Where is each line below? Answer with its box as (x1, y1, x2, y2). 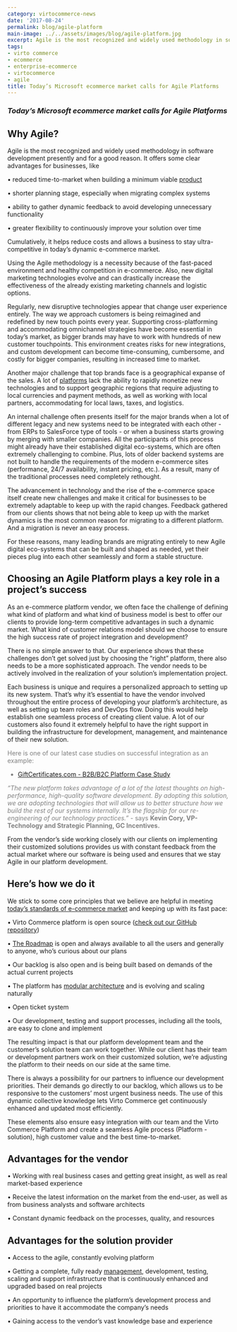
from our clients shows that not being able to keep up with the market (7, 508, 209, 517)
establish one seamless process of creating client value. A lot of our (7, 712, 205, 721)
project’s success (7, 584, 87, 596)
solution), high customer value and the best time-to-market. (7, 1132, 181, 1141)
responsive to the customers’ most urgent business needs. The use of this (7, 1089, 224, 1097)
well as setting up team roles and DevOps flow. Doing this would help (7, 705, 208, 714)
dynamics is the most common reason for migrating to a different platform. (7, 516, 224, 524)
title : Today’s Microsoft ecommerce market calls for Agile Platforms (7, 83, 219, 90)
